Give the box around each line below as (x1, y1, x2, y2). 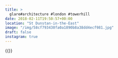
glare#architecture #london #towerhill (9, 12, 90, 17)
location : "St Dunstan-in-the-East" (5, 20, 79, 26)
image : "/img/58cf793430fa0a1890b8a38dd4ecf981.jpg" (5, 25, 114, 30)
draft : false (5, 30, 32, 35)
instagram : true (5, 35, 38, 39)
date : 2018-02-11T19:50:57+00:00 (5, 16, 73, 21)
